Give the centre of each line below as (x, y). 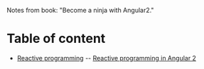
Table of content (56, 39)
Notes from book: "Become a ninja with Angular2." (80, 10)
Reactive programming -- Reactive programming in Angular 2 (107, 58)
